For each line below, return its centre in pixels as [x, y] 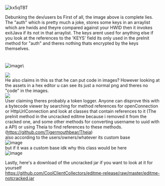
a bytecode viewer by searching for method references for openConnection [82, 106]
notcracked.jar [20, 178]
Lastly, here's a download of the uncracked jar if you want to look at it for [79, 163]
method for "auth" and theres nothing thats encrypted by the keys [72, 43]
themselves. [17, 48]
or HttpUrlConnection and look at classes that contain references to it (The [81, 111]
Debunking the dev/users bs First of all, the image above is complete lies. [79, 17]
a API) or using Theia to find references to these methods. [64, 127]
